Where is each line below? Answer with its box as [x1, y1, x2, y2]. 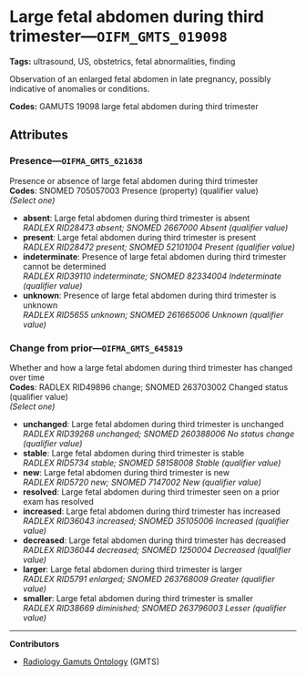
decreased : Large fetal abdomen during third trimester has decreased [22, 535, 287, 546]
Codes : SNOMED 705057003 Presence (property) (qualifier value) [9, 185, 260, 196]
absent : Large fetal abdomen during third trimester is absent [22, 212, 250, 223]
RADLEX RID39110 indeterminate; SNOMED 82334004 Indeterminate [22, 271, 282, 282]
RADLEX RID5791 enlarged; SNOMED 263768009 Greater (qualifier [22, 573, 275, 584]
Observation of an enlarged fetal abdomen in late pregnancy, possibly [9, 73, 271, 84]
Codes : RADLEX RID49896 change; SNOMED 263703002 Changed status [9, 381, 289, 393]
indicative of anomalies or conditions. [9, 83, 150, 94]
